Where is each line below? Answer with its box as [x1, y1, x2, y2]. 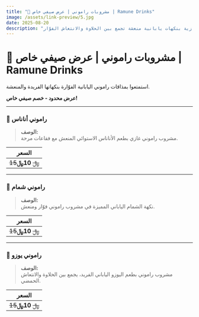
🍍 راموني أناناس [6, 115, 47, 123]
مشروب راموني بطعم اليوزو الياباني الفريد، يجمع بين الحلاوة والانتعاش [20, 271, 173, 278]
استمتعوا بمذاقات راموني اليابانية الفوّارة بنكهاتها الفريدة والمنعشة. [6, 83, 150, 90]
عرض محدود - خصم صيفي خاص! [6, 94, 78, 102]
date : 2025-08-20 [6, 20, 49, 26]
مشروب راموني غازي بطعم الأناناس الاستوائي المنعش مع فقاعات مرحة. [20, 135, 178, 142]
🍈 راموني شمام [6, 183, 46, 191]
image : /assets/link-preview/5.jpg [6, 14, 94, 20]
